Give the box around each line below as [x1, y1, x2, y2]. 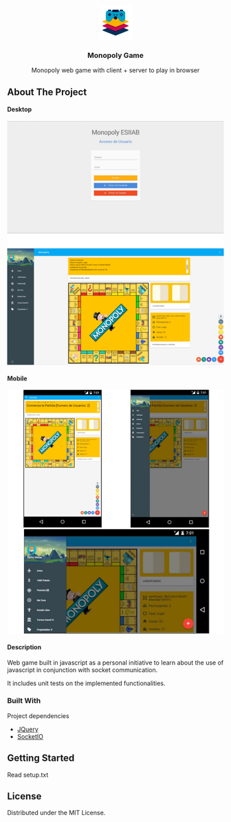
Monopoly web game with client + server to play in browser [31, 66, 200, 74]
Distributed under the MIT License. [7, 809, 106, 817]
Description [7, 642, 42, 651]
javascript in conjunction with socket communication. [7, 665, 158, 674]
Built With [7, 696, 41, 706]
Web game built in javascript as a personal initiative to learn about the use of [7, 658, 224, 667]
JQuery [16, 725, 39, 733]
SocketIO [16, 732, 43, 740]
